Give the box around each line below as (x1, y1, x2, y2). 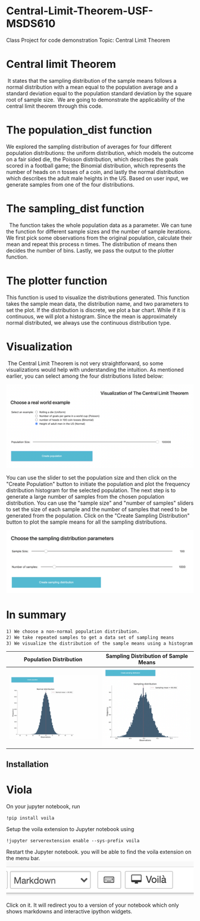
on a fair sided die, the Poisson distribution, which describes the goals (6, 155, 179, 163)
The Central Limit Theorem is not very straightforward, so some (7, 359, 164, 367)
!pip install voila (6, 815, 55, 822)
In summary (6, 608, 67, 622)
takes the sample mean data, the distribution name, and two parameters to (6, 300, 189, 307)
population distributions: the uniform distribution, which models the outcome (6, 149, 194, 156)
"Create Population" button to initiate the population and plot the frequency (6, 481, 190, 488)
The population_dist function (6, 123, 152, 137)
